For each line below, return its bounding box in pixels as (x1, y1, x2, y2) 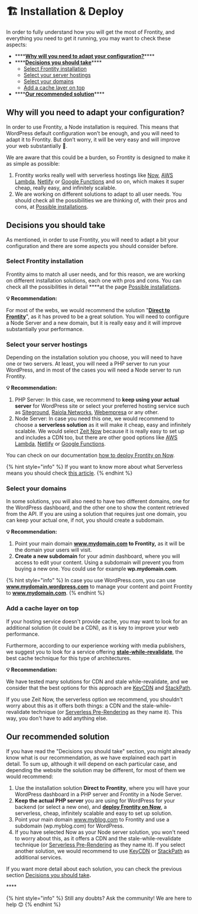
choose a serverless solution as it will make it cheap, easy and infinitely (14, 421, 191, 429)
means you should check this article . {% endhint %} (6, 469, 133, 477)
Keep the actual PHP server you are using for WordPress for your (14, 796, 176, 804)
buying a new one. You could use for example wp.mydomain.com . (14, 565, 178, 573)
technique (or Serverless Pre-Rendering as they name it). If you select (14, 841, 186, 848)
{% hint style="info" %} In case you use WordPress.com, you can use (6, 577, 176, 584)
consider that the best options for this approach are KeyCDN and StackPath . (6, 684, 192, 691)
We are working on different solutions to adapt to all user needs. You (14, 191, 182, 198)
